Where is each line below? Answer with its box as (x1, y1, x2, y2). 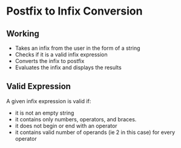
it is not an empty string (15, 109, 74, 116)
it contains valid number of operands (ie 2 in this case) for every (15, 129, 176, 136)
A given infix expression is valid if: (6, 97, 91, 104)
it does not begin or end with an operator (15, 122, 117, 129)
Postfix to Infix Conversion (6, 4, 143, 18)
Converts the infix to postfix (15, 58, 85, 64)
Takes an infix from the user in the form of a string (15, 44, 140, 52)
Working (6, 29, 39, 39)
